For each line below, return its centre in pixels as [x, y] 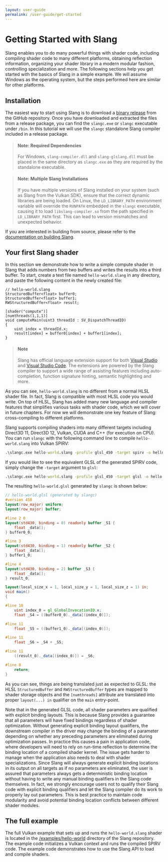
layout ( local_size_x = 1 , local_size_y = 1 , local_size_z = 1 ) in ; [77, 587]
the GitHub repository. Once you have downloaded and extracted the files [81, 118]
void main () [17, 592]
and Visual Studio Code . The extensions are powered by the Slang [85, 365]
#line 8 [13, 665]
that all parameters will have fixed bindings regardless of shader [71, 720]
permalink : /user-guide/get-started [43, 15]
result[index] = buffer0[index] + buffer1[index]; [68, 333]
